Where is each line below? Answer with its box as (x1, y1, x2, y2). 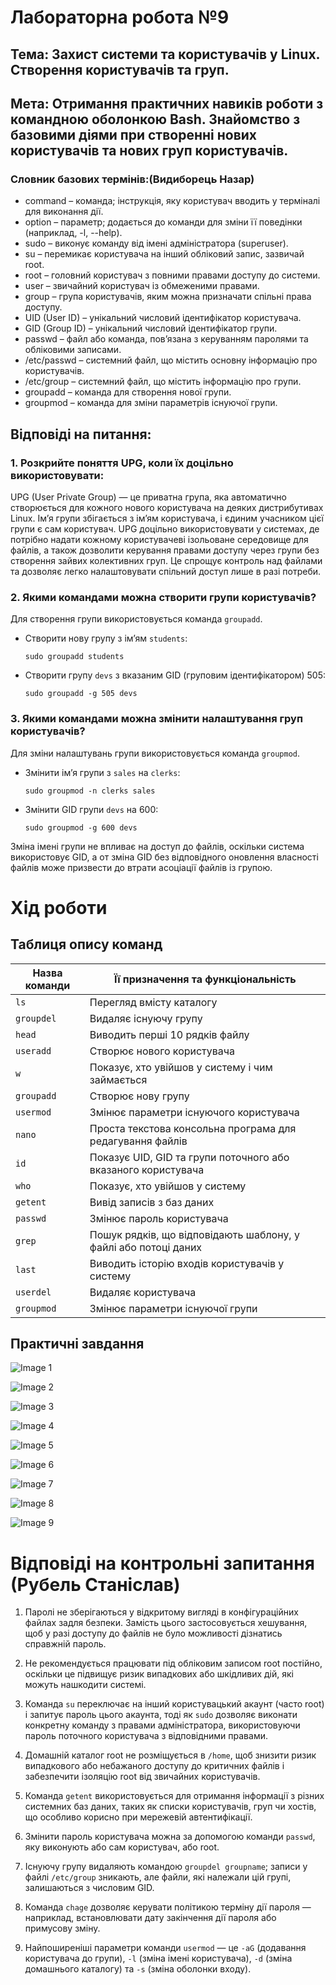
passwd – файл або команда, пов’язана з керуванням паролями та (24, 333, 309, 345)
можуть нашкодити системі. (24, 1679, 147, 1691)
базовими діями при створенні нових (10, 126, 258, 143)
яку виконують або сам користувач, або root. (24, 1841, 220, 1853)
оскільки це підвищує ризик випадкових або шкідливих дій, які (24, 1668, 294, 1680)
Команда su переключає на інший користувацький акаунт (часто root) (24, 1698, 325, 1710)
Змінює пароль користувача (89, 1211, 229, 1225)
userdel (15, 1286, 52, 1298)
